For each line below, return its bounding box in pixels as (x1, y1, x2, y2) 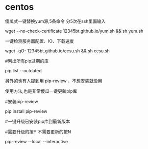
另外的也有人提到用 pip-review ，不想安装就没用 (5, 78, 102, 84)
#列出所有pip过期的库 (5, 58, 49, 64)
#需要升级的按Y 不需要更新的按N (5, 128, 71, 134)
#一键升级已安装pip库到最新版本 (5, 118, 70, 124)
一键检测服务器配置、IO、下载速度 (5, 38, 74, 44)
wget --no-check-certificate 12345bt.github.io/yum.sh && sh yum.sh (5, 28, 144, 34)
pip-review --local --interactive (5, 138, 68, 144)
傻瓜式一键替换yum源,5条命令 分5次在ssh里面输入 (5, 18, 106, 24)
